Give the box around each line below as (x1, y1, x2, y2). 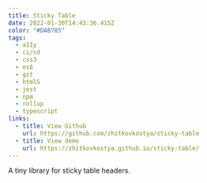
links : (8, 115, 30, 123)
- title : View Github (15, 122, 87, 130)
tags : (8, 33, 26, 42)
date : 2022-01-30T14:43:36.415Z (8, 19, 115, 27)
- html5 (15, 78, 41, 86)
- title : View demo (15, 136, 80, 145)
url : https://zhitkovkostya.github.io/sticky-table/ (22, 144, 200, 152)
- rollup (15, 100, 44, 108)
